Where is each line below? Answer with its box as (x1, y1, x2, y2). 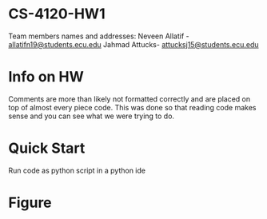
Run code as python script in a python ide (8, 165, 146, 175)
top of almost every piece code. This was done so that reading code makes (8, 102, 257, 112)
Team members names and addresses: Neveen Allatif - (8, 31, 189, 41)
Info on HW (8, 68, 84, 86)
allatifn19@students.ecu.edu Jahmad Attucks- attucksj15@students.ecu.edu (8, 39, 259, 49)
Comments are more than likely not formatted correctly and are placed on (8, 94, 251, 104)
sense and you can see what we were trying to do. (8, 111, 174, 121)
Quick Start (8, 139, 86, 157)
